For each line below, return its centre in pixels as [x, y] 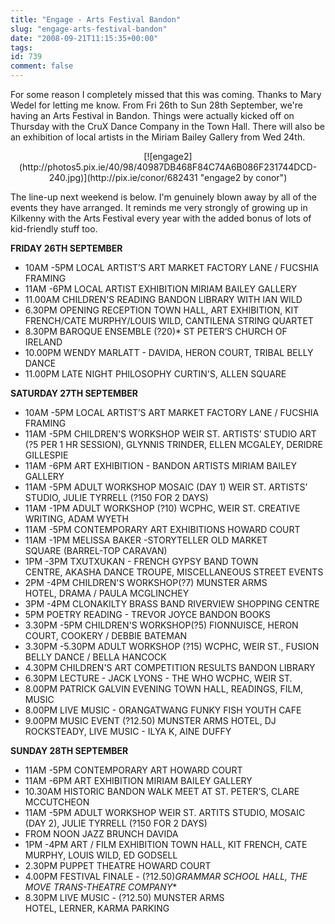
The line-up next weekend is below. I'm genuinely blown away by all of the [163, 197]
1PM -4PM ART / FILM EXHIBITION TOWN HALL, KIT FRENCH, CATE [166, 844]
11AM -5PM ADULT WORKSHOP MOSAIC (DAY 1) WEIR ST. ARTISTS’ [166, 487]
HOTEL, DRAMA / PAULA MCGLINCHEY [107, 593]
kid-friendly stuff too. [54, 229]
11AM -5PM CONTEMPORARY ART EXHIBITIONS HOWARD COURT [162, 529]
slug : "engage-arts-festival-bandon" [89, 29]
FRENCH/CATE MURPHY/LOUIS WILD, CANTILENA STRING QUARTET [169, 320]
